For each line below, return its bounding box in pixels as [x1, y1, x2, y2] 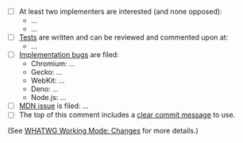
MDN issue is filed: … [18, 101, 89, 110]
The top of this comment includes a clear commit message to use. [18, 110, 236, 120]
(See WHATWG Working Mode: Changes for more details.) [7, 126, 199, 136]
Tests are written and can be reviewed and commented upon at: [18, 33, 229, 42]
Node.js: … [30, 93, 67, 102]
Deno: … [30, 84, 59, 94]
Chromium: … [30, 59, 75, 68]
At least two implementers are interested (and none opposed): [18, 7, 223, 16]
